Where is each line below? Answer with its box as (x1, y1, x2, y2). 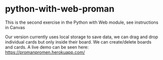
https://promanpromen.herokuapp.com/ (5, 49, 85, 55)
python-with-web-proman (5, 3, 115, 15)
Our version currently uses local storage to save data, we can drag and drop (5, 34, 159, 40)
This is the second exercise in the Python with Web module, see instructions (5, 19, 159, 25)
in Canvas (5, 24, 25, 30)
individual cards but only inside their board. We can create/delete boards (5, 39, 152, 45)
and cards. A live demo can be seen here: (5, 44, 89, 50)
